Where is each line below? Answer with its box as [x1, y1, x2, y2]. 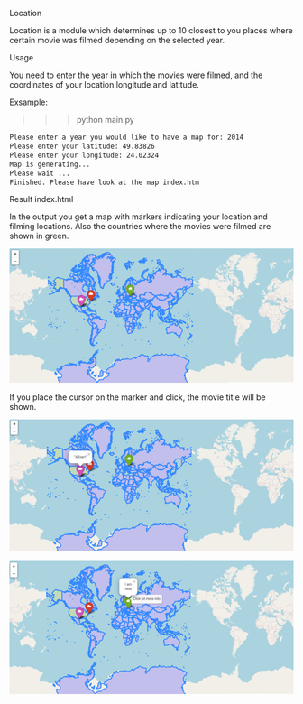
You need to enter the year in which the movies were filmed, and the [9, 69, 263, 80]
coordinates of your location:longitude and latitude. [9, 79, 200, 89]
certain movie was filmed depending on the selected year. [9, 35, 225, 45]
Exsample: [9, 97, 48, 107]
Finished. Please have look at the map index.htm [9, 178, 200, 187]
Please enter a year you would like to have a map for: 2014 [9, 133, 244, 142]
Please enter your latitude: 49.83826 [9, 142, 155, 151]
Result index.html [9, 194, 74, 204]
